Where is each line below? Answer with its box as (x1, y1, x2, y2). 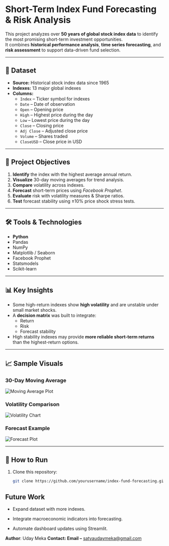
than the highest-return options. (12, 339, 79, 346)
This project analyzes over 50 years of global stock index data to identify (5, 31, 158, 37)
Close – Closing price (20, 122, 64, 128)
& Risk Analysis (5, 14, 71, 26)
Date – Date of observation (20, 101, 75, 107)
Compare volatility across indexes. (12, 182, 84, 188)
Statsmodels (12, 260, 39, 266)
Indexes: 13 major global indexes (12, 85, 81, 91)
